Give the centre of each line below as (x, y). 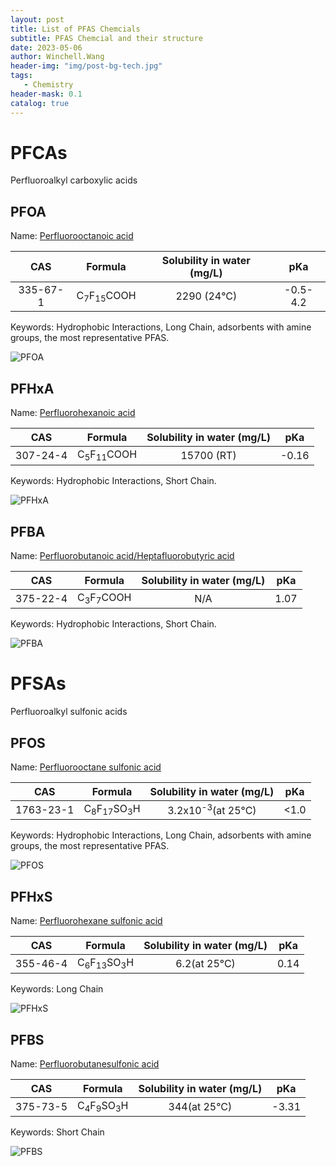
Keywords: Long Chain (57, 989)
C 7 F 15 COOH (106, 296)
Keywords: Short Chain (57, 1132)
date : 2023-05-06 (46, 47)
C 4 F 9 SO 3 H (103, 1107)
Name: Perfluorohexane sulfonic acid (86, 921)
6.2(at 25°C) (205, 963)
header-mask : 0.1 (46, 94)
